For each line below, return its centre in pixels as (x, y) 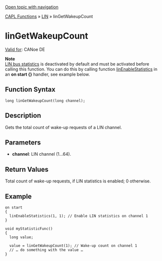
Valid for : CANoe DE (25, 49)
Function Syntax (30, 90)
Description (23, 116)
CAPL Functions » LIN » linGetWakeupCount (49, 16)
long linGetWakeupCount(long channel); (45, 101)
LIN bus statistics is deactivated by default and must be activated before (77, 64)
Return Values (27, 169)
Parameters (23, 142)
